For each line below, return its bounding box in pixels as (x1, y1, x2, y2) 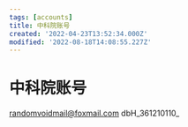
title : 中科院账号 (9, 21, 71, 30)
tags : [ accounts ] (9, 12, 73, 22)
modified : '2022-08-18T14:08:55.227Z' (9, 37, 152, 47)
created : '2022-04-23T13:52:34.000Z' (9, 29, 148, 38)
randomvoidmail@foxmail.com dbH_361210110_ (9, 108, 180, 119)
